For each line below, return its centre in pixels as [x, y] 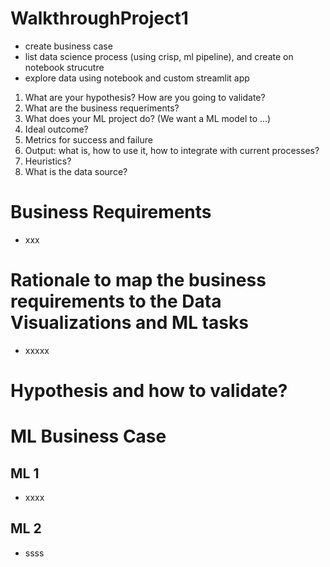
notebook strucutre [64, 67]
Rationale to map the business [138, 280]
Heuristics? [48, 161]
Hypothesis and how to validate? [149, 391]
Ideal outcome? [56, 129]
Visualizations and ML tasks [129, 323]
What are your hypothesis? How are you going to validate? [145, 97]
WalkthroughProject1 [99, 18]
